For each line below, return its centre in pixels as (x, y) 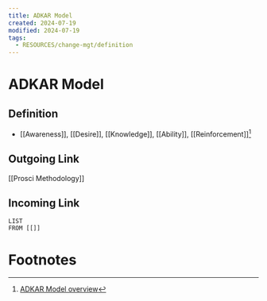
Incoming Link (44, 203)
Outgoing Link (44, 159)
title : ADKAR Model (41, 15)
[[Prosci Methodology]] (46, 178)
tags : (17, 38)
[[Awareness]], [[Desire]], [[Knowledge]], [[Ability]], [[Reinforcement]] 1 (135, 133)
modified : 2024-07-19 (44, 30)
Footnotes (43, 260)
